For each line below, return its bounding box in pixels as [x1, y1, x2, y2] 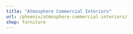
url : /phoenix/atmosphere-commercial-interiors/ [6, 14, 128, 20]
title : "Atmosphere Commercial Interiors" [6, 8, 112, 14]
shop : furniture [6, 19, 46, 25]
